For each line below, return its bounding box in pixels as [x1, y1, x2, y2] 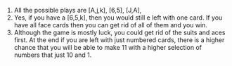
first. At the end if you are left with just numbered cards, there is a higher [13, 36, 225, 44]
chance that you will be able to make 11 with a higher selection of [13, 44, 202, 51]
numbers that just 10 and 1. [13, 51, 92, 59]
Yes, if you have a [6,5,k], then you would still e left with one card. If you [13, 13, 223, 22]
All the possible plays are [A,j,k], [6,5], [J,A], [13, 6, 142, 14]
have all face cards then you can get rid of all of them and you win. [13, 21, 207, 29]
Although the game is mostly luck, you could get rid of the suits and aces [13, 28, 226, 37]
